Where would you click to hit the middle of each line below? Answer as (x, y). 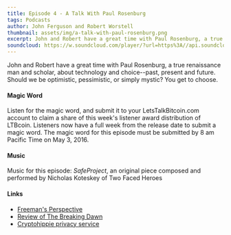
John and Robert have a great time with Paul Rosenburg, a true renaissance (114, 65)
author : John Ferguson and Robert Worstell (70, 26)
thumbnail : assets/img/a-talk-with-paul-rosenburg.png (87, 33)
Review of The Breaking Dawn (60, 216)
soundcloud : (24, 45)
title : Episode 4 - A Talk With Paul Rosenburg (77, 13)
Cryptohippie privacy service (58, 223)
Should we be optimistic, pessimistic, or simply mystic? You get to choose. (113, 79)
